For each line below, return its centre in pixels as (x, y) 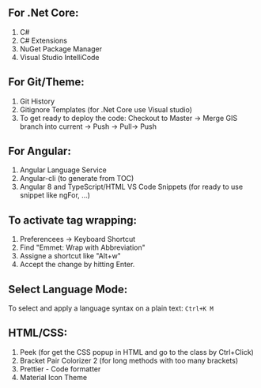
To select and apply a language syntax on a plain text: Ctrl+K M (111, 308)
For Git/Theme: (46, 82)
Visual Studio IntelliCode (60, 57)
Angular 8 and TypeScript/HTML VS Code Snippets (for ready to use (131, 187)
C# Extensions (43, 40)
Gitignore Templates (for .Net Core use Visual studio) (106, 109)
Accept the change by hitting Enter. (77, 265)
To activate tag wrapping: (72, 220)
